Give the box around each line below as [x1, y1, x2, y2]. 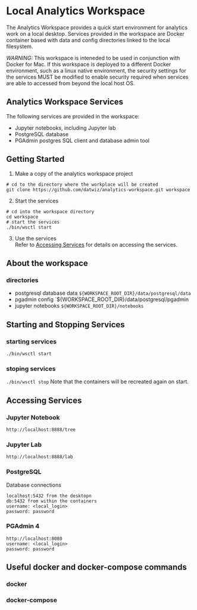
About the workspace [6, 258, 88, 268]
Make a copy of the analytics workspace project [14, 170, 133, 177]
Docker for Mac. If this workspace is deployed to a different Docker [6, 61, 171, 68]
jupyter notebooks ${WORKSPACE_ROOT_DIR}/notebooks [14, 302, 144, 309]
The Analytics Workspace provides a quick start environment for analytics [6, 24, 188, 31]
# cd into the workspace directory [6, 208, 95, 215]
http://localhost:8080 [6, 536, 62, 542]
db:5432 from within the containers [6, 498, 97, 504]
